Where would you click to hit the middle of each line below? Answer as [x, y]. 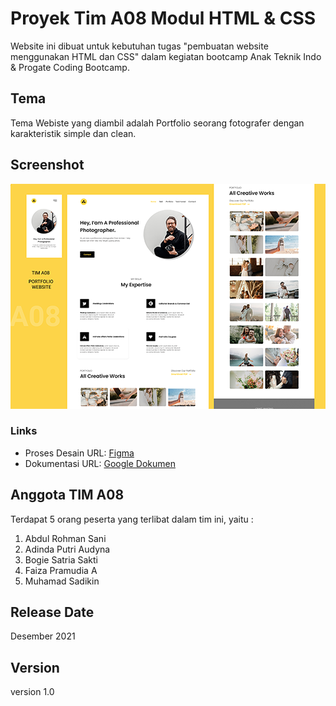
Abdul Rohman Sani [65, 538]
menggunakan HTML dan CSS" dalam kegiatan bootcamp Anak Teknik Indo [166, 56]
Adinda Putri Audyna [67, 549]
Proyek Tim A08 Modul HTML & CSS [163, 18]
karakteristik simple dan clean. [73, 133]
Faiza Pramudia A [61, 570]
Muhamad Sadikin [62, 581]
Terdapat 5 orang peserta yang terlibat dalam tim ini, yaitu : [132, 519]
